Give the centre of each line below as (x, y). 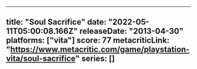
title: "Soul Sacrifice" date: (56, 22)
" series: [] (95, 59)
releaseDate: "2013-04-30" (131, 31)
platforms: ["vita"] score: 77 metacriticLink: (88, 41)
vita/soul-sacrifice (41, 59)
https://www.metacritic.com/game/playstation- (100, 49)
